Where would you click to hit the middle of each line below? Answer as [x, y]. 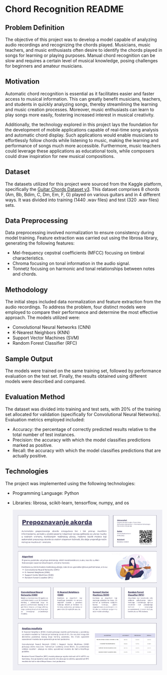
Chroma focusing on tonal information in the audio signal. [71, 264]
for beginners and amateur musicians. [44, 66]
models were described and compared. [46, 382]
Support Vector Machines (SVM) [46, 338]
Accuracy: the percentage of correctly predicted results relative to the [84, 429]
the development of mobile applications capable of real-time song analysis [82, 130]
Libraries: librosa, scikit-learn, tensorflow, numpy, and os [71, 503]
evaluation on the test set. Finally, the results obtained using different [76, 376]
